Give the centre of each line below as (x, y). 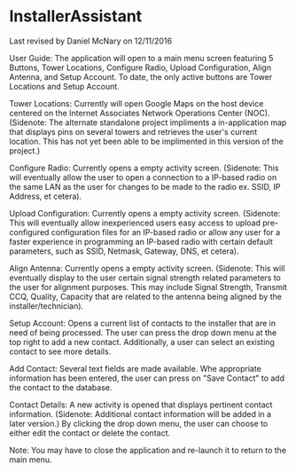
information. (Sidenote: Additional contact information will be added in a (140, 413)
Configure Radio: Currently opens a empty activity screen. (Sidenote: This (144, 168)
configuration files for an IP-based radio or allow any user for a (166, 232)
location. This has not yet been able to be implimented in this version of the (146, 141)
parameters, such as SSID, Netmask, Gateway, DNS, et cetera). (124, 251)
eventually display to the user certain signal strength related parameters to (145, 278)
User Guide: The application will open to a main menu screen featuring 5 (141, 58)
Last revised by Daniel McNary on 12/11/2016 (91, 41)
